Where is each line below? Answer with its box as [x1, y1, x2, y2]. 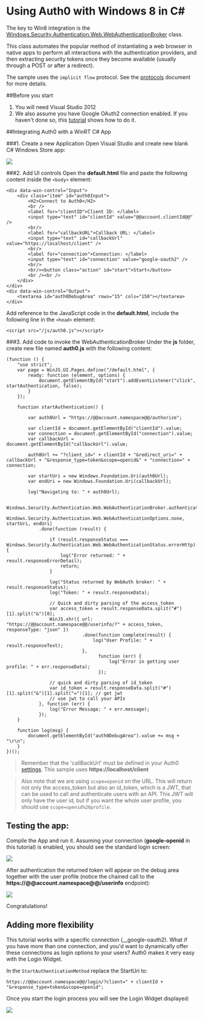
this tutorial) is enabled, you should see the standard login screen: [6, 843, 171, 851]
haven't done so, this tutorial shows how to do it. [14, 116, 136, 124]
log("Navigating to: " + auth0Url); [28, 489, 120, 495]
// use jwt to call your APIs [49, 695, 126, 702]
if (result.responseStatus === [49, 536, 129, 543]
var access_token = [49, 605, 98, 611]
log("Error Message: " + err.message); [49, 706, 150, 712]
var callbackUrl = [28, 436, 74, 442]
